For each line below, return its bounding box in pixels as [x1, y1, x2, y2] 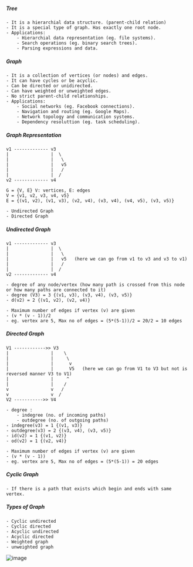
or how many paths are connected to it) [6, 286, 107, 293]
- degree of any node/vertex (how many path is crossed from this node [6, 282, 185, 288]
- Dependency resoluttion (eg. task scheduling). [16, 118, 141, 125]
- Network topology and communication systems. [16, 114, 135, 120]
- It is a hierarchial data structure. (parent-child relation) [6, 19, 167, 25]
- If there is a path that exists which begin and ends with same [6, 486, 172, 492]
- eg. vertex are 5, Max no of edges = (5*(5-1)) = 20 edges [6, 459, 159, 464]
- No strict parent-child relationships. [6, 93, 109, 99]
